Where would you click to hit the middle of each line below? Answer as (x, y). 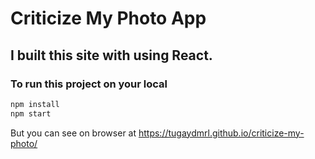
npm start (31, 113)
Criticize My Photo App (108, 18)
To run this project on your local (89, 84)
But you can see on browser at (73, 133)
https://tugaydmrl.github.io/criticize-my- (221, 133)
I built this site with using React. (111, 55)
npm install (35, 104)
